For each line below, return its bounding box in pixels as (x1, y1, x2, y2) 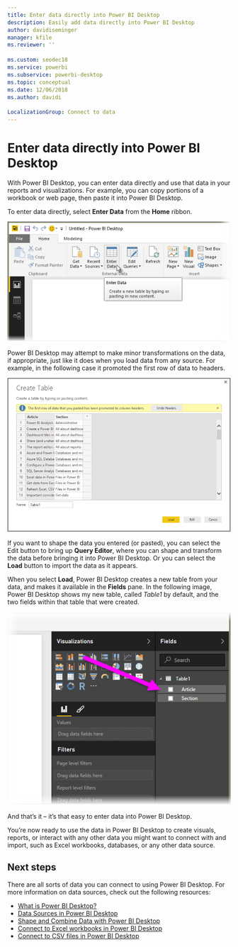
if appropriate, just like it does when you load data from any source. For (7, 356, 216, 364)
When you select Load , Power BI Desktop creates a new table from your (7, 575, 218, 584)
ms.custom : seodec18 (7, 57, 69, 64)
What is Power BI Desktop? (17, 901, 97, 910)
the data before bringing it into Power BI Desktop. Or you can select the (7, 554, 216, 563)
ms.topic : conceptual (7, 79, 72, 86)
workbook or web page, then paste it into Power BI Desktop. (7, 194, 183, 202)
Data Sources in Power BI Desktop (17, 909, 118, 917)
